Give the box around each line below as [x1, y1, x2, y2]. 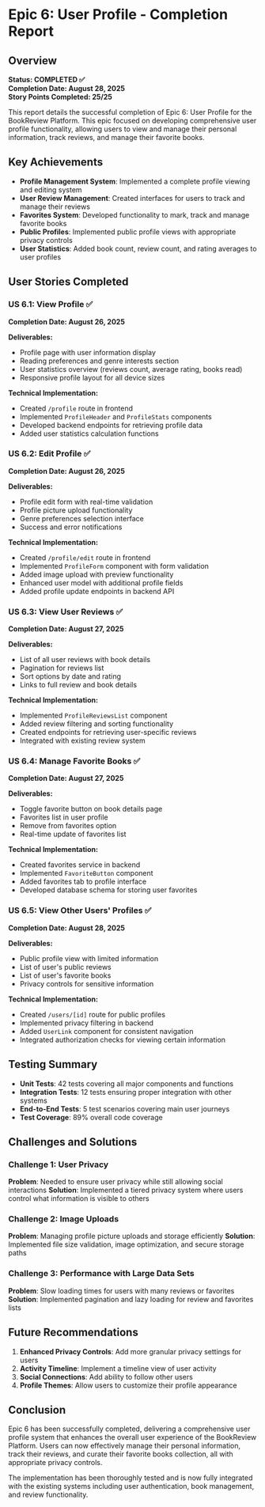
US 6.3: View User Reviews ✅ [8, 606, 123, 617]
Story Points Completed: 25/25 [8, 93, 112, 101]
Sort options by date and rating [19, 672, 121, 681]
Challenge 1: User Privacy [8, 1159, 109, 1170]
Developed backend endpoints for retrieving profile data [19, 420, 203, 430]
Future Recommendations [8, 1326, 138, 1339]
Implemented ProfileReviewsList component [19, 710, 168, 721]
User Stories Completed [8, 275, 129, 289]
